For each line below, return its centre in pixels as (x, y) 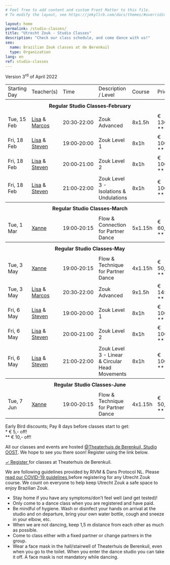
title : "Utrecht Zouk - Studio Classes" (49, 33)
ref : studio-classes (27, 61)
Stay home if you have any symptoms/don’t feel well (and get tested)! (85, 498)
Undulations (113, 197)
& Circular (110, 361)
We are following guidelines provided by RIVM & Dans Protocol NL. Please (82, 472)
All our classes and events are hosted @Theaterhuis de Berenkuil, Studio (81, 447)
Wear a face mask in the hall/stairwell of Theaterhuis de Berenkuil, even (87, 546)
